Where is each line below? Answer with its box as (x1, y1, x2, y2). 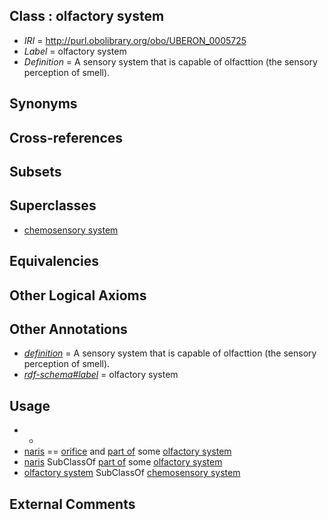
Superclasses (9, 197, 97, 214)
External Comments (9, 495, 136, 513)
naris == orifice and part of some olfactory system (23, 445, 232, 458)
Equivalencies (9, 253, 99, 270)
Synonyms (9, 95, 78, 113)
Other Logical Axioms (9, 287, 147, 304)
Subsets (9, 163, 62, 180)
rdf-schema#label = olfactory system (23, 369, 179, 381)
